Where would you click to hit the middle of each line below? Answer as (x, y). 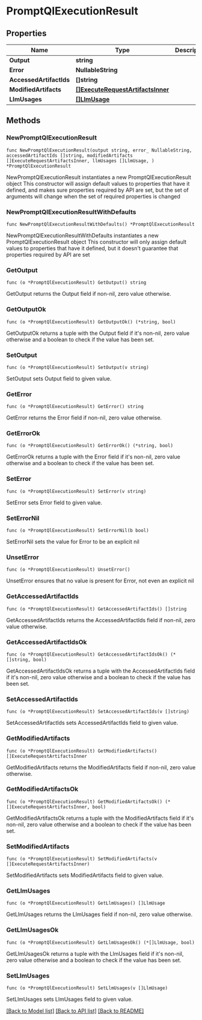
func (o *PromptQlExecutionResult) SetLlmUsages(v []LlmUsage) (87, 988)
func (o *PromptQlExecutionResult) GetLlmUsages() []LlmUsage (86, 903)
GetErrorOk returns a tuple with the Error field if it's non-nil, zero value (93, 457)
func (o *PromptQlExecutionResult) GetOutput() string (76, 283)
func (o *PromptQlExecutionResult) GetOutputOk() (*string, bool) (91, 322)
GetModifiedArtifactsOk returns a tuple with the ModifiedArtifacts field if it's (100, 818)
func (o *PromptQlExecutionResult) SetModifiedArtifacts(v (82, 859)
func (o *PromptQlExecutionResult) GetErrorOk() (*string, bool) (90, 446)
